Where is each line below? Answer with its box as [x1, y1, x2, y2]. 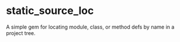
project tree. [6, 29, 36, 36]
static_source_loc [6, 4, 94, 17]
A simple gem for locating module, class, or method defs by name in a [6, 23, 175, 30]
